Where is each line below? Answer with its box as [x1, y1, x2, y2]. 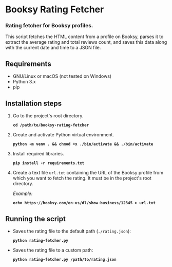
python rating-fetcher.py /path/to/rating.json [12, 257, 117, 262]
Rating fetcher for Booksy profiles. [5, 22, 93, 29]
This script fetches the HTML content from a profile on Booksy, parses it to [5, 33, 164, 40]
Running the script [5, 215, 66, 223]
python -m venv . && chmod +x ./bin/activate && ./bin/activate [12, 141, 154, 147]
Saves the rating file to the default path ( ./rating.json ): [12, 228, 131, 234]
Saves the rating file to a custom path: [12, 247, 93, 253]
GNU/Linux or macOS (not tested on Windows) [12, 73, 112, 79]
